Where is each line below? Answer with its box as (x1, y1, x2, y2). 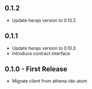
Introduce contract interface (11, 50, 70, 56)
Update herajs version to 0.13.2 (11, 17, 76, 23)
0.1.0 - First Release (4, 65, 67, 73)
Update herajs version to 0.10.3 (11, 45, 76, 51)
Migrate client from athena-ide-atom (11, 78, 87, 84)
